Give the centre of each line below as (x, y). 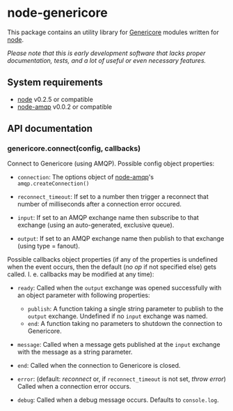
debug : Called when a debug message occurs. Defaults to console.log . (118, 400)
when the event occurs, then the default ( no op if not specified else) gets (112, 267)
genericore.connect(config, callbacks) (74, 149)
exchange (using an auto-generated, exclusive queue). (96, 225)
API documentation (50, 129)
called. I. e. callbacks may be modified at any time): (81, 274)
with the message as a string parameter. (75, 352)
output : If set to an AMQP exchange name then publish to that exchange (121, 239)
